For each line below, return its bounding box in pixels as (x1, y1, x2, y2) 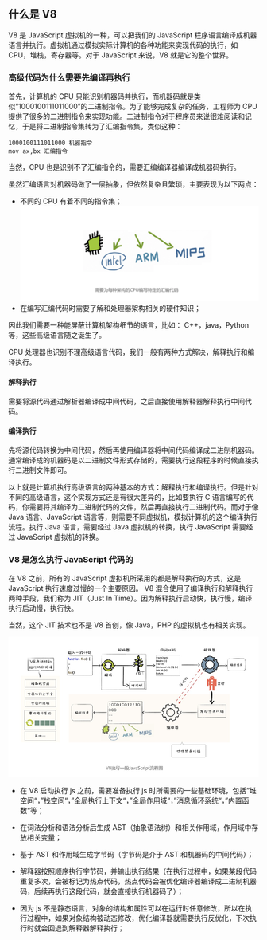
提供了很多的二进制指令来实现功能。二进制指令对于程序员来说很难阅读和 (8, 112, 245, 121)
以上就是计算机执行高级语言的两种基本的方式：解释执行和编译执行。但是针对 (8, 482, 259, 492)
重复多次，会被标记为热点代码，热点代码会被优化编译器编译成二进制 (19, 876, 243, 887)
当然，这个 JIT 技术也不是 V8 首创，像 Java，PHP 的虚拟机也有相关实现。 (8, 620, 250, 630)
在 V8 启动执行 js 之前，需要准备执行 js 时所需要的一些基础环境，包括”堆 (19, 786, 257, 796)
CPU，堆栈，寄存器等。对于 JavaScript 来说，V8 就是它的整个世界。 (8, 50, 233, 60)
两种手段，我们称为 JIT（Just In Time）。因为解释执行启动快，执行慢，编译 (8, 593, 253, 604)
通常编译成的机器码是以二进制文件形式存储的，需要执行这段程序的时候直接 (8, 455, 252, 465)
